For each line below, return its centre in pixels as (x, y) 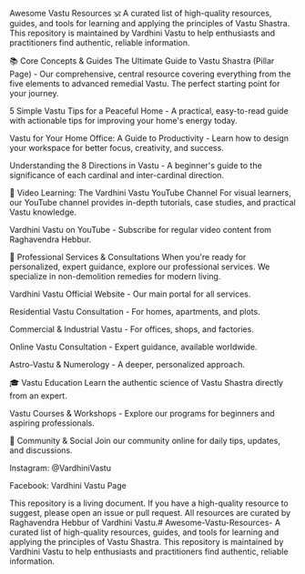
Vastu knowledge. (43, 212)
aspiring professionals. (52, 423)
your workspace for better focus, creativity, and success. (117, 148)
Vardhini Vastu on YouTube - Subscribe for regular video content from (140, 230)
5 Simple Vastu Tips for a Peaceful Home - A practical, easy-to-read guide (149, 111)
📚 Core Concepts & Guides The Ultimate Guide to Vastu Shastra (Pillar (142, 61)
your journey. (34, 93)
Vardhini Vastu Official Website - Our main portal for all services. (130, 294)
